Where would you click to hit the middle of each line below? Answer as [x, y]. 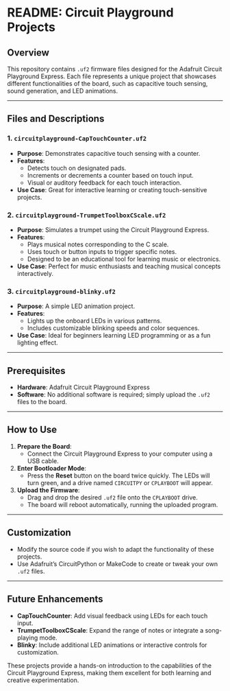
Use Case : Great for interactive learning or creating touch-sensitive [112, 189]
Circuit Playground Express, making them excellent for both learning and [109, 672]
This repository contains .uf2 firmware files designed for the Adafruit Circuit [115, 69]
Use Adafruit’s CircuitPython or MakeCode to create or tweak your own [117, 563]
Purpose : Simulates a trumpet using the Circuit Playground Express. [113, 230]
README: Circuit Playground [90, 13]
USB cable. [43, 460]
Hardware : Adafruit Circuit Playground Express [84, 387]
